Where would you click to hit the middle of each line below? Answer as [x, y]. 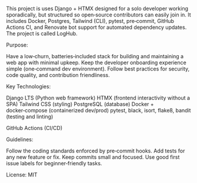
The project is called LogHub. [42, 34]
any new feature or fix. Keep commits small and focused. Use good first [93, 157]
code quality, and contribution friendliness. [58, 75]
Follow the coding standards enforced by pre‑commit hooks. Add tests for [96, 151]
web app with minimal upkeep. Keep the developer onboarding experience [96, 62]
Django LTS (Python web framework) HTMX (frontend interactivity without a [98, 98]
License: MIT [22, 175]
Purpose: [17, 45]
